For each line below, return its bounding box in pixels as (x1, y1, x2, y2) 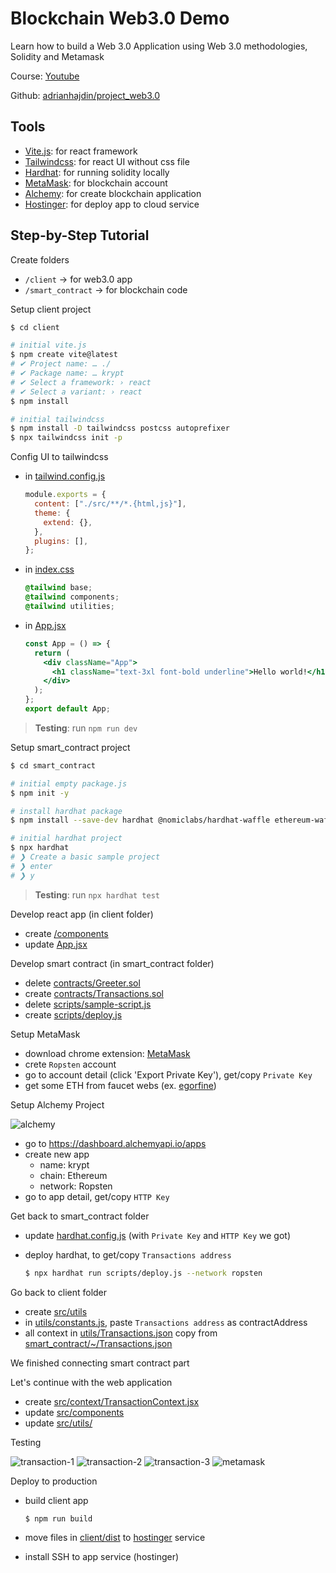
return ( (34, 648, 71, 658)
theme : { (34, 508, 71, 518)
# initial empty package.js (10, 778, 128, 789)
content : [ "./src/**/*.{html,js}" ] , (34, 499, 187, 509)
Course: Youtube (10, 70, 80, 82)
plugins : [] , (34, 536, 89, 546)
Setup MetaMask (10, 1028, 81, 1040)
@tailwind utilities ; (24, 602, 115, 612)
